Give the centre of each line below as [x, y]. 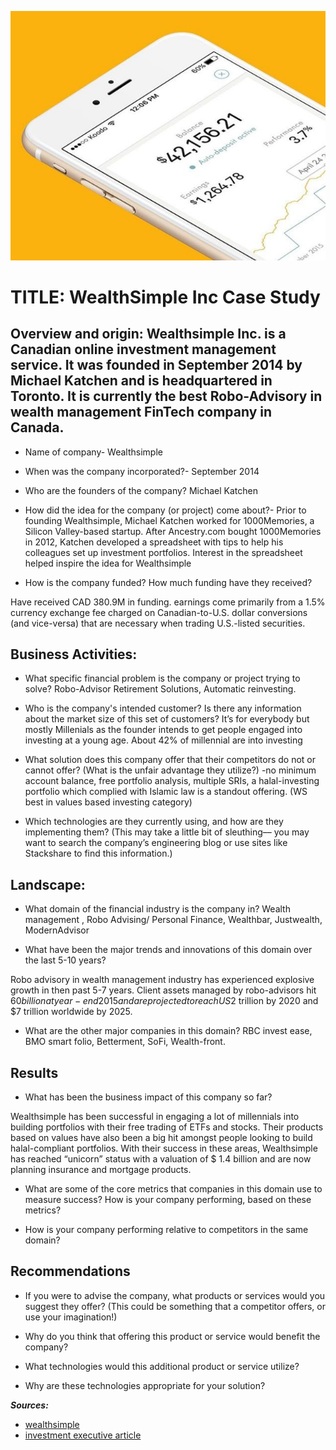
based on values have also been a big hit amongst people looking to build [161, 1138]
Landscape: [48, 884]
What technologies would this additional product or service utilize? [162, 1366]
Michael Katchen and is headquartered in [141, 381]
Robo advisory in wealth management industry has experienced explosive [162, 980]
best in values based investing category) [108, 802]
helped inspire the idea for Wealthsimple [108, 563]
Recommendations [70, 1271]
